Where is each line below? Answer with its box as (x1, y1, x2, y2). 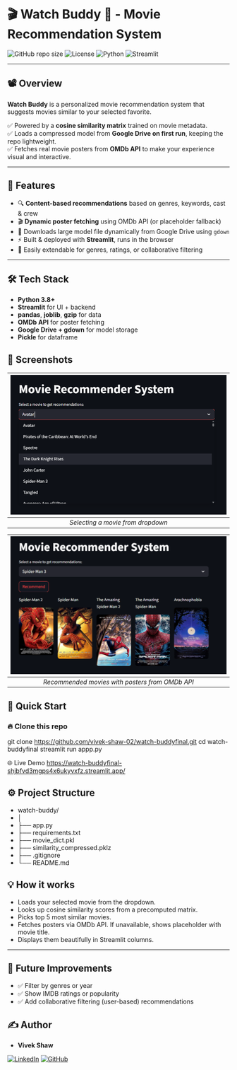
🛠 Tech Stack (7, 273, 69, 285)
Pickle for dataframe (17, 333, 78, 342)
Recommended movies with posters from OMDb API (43, 678, 194, 686)
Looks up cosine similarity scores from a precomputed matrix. (17, 905, 198, 914)
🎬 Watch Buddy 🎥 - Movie (7, 6, 161, 23)
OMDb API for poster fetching (17, 318, 104, 327)
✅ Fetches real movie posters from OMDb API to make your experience (7, 144, 215, 153)
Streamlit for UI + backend (17, 303, 97, 312)
